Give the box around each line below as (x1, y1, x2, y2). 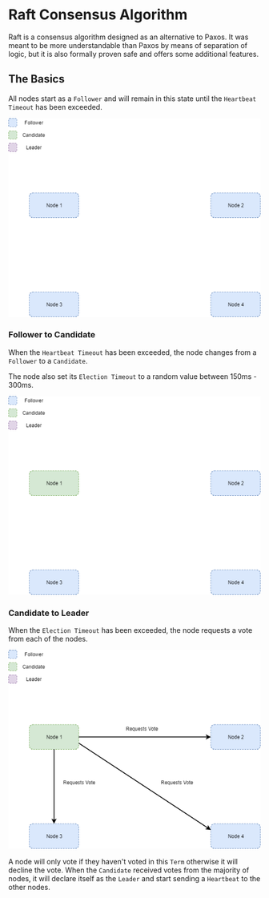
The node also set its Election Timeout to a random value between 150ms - (8, 371, 258, 381)
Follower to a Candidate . (8, 356, 88, 365)
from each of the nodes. (8, 634, 88, 643)
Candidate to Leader (8, 607, 90, 618)
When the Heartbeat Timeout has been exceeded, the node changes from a (8, 347, 257, 357)
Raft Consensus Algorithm (8, 6, 188, 24)
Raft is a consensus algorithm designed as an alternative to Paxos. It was (8, 32, 249, 42)
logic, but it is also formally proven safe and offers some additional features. (8, 49, 259, 58)
